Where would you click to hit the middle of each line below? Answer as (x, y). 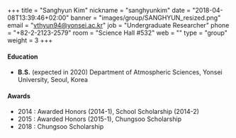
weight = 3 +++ (30, 40)
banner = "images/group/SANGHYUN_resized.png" (146, 18)
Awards (19, 96)
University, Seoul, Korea (53, 80)
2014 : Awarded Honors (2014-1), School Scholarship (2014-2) (108, 112)
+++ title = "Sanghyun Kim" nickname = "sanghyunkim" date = (99, 10)
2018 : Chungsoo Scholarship (61, 127)
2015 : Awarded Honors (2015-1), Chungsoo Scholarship (100, 119)
